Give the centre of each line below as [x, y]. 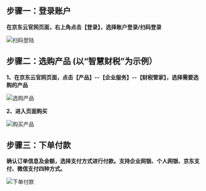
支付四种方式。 [46, 169]
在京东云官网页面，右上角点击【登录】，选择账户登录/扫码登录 [84, 27]
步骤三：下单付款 [39, 145]
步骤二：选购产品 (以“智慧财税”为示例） [82, 61]
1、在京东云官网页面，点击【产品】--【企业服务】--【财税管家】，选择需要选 [103, 77]
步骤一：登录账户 [39, 11]
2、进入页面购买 [27, 111]
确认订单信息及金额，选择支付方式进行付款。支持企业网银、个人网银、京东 [100, 161]
